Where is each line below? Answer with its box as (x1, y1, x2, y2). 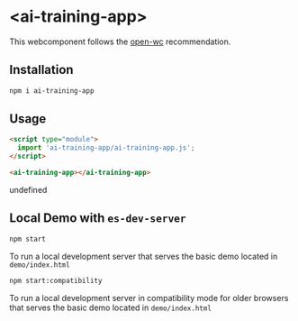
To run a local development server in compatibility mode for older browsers (9, 292, 289, 303)
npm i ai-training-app (9, 86, 95, 96)
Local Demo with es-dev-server (9, 210, 186, 226)
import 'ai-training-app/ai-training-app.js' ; (17, 143, 195, 152)
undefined (9, 184, 48, 195)
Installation (9, 62, 74, 78)
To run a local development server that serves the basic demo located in (9, 251, 278, 261)
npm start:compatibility (9, 276, 103, 285)
